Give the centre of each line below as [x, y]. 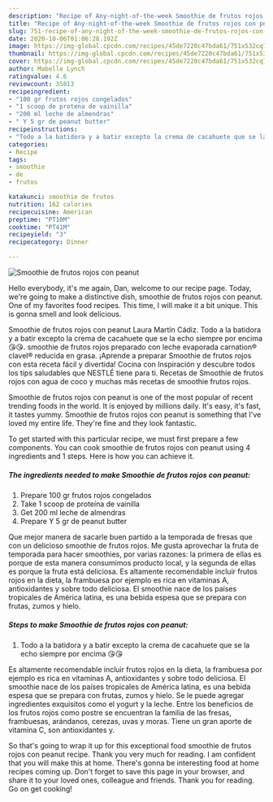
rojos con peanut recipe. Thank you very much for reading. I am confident [132, 754]
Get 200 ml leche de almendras [73, 512]
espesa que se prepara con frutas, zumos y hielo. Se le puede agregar [126, 695]
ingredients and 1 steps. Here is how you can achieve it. [102, 456]
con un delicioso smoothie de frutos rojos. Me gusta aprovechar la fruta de [134, 545]
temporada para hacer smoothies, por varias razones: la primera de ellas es [135, 554]
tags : [17, 159]
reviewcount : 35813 [41, 84]
